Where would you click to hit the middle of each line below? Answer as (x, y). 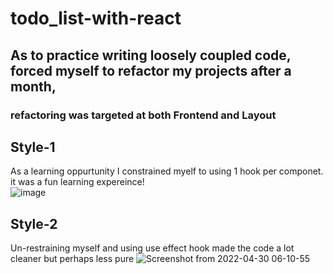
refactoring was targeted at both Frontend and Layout (143, 115)
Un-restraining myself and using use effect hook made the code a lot (152, 248)
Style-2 (34, 223)
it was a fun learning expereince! (77, 182)
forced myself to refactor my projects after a (151, 70)
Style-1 (33, 147)
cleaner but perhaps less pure (72, 259)
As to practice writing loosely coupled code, (151, 55)
